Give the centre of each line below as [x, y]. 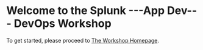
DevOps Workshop [62, 23]
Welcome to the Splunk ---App [86, 11]
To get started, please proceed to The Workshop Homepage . [83, 40]
